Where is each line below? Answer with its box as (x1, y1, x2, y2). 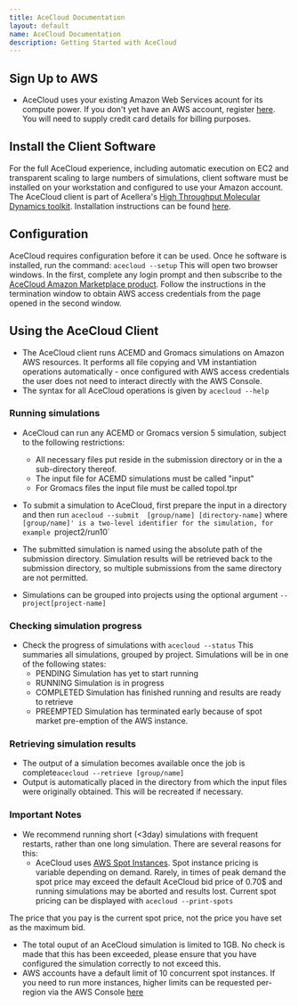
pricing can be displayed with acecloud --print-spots (35, 895, 234, 905)
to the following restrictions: (21, 437, 125, 447)
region (21, 986, 46, 997)
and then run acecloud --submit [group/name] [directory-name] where (21, 509, 288, 519)
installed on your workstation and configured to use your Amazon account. (9, 182, 284, 192)
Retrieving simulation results (9, 738, 136, 750)
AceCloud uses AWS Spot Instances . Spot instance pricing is (35, 857, 259, 868)
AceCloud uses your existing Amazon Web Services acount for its (21, 94, 264, 105)
